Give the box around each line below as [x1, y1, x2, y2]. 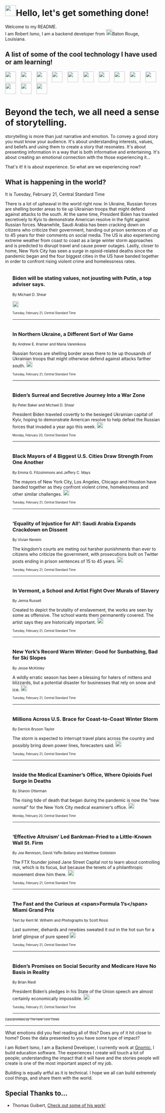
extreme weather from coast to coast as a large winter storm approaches [5, 237, 153, 243]
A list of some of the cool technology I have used [5, 50, 157, 59]
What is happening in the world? [5, 178, 107, 187]
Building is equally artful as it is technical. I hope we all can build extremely [5, 1070, 156, 1076]
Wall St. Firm [12, 840, 43, 846]
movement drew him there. [12, 872, 67, 877]
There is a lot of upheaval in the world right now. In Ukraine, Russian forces [5, 201, 157, 206]
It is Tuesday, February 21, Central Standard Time [5, 191, 105, 197]
